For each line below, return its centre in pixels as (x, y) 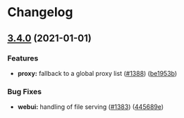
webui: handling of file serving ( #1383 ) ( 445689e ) (91, 107)
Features (23, 58)
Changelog (40, 12)
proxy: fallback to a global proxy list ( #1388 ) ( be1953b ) (97, 73)
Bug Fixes (25, 91)
